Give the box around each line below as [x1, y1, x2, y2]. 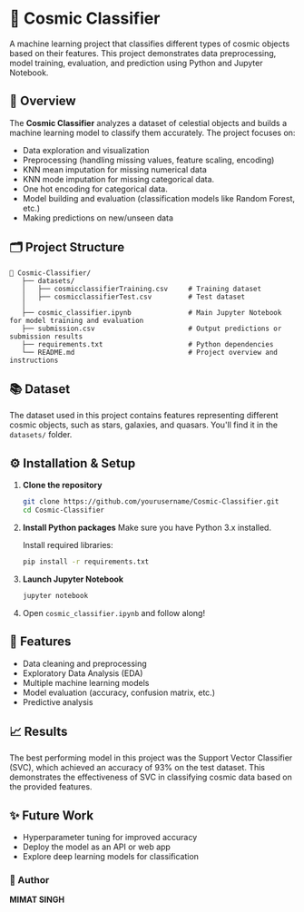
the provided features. [9, 781, 93, 792]
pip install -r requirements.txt [22, 557, 150, 566]
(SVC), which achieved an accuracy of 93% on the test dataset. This [9, 762, 266, 773]
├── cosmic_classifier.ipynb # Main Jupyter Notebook [21, 308, 282, 317]
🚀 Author [9, 874, 50, 887]
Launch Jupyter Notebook [22, 574, 124, 584]
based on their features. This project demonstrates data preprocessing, [9, 47, 277, 58]
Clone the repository [22, 480, 103, 491]
